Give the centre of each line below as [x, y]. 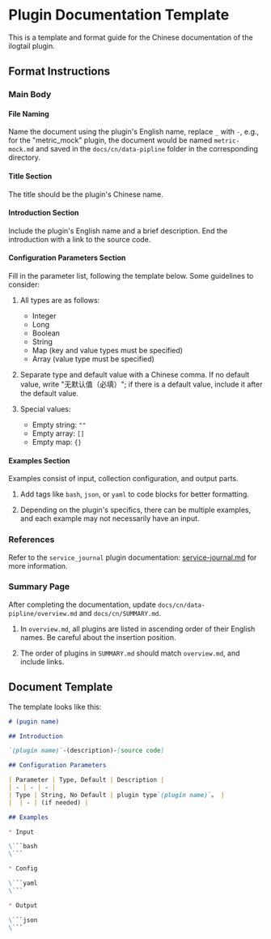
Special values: [45, 409]
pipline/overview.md [43, 613]
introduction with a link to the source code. [80, 239]
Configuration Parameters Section [67, 258]
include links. [42, 661]
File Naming [29, 113]
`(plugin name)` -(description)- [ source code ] [86, 751]
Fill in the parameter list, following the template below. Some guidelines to [131, 276]
